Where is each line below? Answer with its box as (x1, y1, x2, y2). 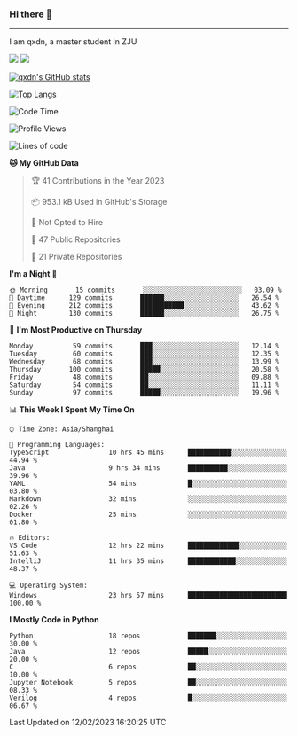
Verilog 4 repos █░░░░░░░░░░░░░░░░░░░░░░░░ (9, 693, 288, 703)
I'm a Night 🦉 (9, 269, 58, 279)
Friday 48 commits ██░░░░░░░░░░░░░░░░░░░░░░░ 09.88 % (9, 372, 279, 382)
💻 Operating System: (9, 581, 89, 591)
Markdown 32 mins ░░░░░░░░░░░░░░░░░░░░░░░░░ (9, 495, 288, 504)
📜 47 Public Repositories (30, 234, 122, 245)
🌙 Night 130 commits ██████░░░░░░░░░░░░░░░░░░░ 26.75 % (9, 309, 279, 318)
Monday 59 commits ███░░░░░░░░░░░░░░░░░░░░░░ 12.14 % (9, 341, 279, 351)
